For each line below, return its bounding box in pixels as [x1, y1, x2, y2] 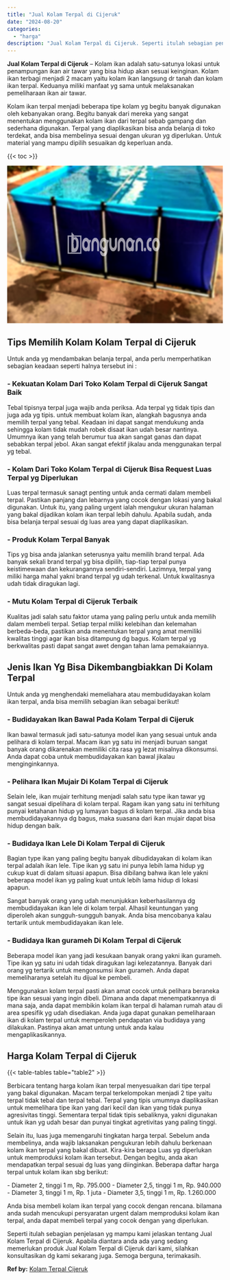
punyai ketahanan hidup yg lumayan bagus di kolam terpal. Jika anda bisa [7, 807, 216, 815]
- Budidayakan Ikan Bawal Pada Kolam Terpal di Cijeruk [7, 715, 194, 724]
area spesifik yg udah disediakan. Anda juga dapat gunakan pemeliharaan [7, 1008, 216, 1016]
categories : [7, 25, 41, 32]
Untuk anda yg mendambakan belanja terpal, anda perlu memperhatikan [7, 354, 212, 363]
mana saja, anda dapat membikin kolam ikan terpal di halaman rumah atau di [7, 1001, 223, 1009]
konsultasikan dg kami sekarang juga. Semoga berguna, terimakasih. [7, 1252, 201, 1260]
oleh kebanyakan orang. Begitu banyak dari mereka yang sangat [7, 110, 189, 118]
